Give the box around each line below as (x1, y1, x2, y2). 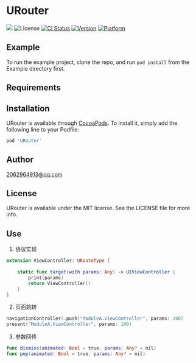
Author (6, 155, 33, 165)
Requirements (6, 83, 61, 93)
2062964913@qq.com (6, 171, 63, 178)
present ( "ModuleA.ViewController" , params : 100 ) (6, 321, 132, 328)
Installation (6, 103, 50, 113)
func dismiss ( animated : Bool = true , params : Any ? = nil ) (6, 345, 156, 351)
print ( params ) (28, 275, 64, 281)
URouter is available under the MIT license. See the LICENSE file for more (6, 205, 191, 212)
